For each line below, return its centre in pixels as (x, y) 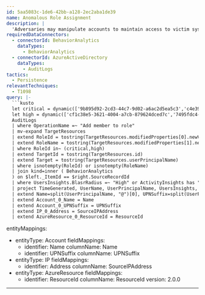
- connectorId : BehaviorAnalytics (56, 40)
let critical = (31, 109)
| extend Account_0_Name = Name (53, 200)
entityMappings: (27, 229)
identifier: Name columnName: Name (71, 247)
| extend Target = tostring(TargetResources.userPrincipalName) (95, 160)
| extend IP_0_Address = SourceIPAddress (65, 211)
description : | (26, 23)
